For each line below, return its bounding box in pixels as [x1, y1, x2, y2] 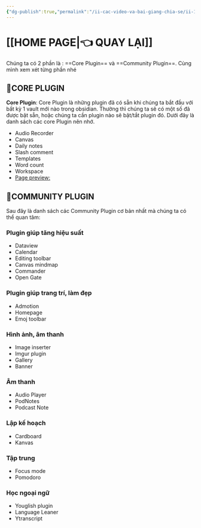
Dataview [14, 242, 38, 249]
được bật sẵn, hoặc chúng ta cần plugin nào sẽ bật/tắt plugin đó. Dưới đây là [6, 112, 194, 119]
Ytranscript [14, 515, 43, 522]
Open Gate [14, 274, 42, 281]
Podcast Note [14, 404, 49, 411]
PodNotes [14, 398, 40, 405]
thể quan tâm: [6, 213, 41, 221]
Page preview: [14, 174, 51, 181]
